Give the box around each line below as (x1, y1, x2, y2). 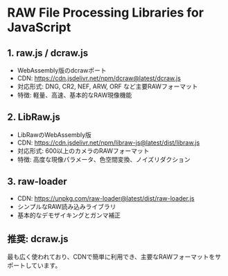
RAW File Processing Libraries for (7, 5, 204, 21)
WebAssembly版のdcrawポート (17, 66, 107, 74)
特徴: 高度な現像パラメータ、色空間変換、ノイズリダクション (17, 155, 191, 163)
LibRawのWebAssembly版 (17, 130, 92, 139)
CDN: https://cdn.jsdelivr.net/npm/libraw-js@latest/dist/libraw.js (17, 138, 200, 147)
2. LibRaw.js (7, 111, 61, 123)
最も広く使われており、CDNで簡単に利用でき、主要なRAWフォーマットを (7, 252, 216, 261)
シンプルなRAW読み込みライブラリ (17, 202, 116, 210)
